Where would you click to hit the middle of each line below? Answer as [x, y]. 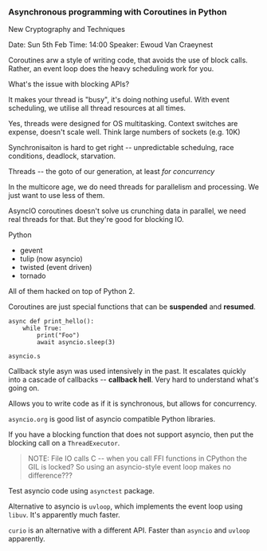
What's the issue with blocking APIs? [69, 84]
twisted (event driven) [56, 268]
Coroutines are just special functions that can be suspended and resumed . [132, 307]
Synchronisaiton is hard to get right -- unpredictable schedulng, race [121, 148]
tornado [33, 276]
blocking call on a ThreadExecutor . [64, 443]
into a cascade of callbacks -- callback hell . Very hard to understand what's [133, 380]
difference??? [50, 476]
